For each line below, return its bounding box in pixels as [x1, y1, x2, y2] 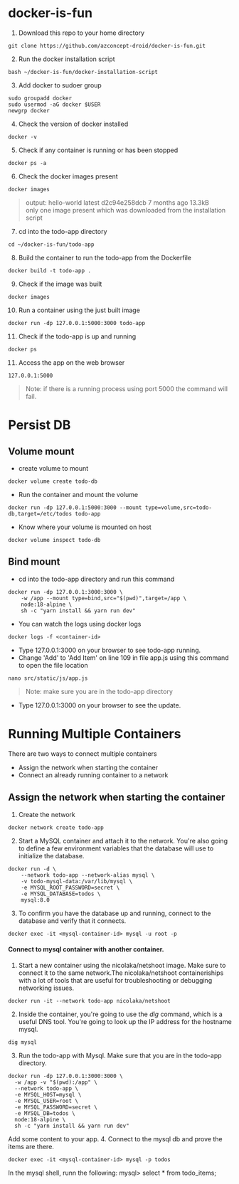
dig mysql [8, 1038, 38, 1046]
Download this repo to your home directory [18, 28, 145, 37]
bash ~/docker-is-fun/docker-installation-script [8, 68, 159, 75]
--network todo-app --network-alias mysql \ [21, 871, 155, 879]
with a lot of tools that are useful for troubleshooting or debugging [18, 976, 213, 984]
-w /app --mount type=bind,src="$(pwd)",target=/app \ [21, 594, 187, 602]
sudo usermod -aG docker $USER [8, 101, 101, 108]
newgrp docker [8, 107, 51, 114]
